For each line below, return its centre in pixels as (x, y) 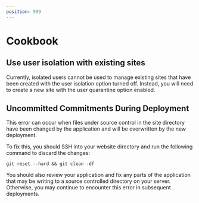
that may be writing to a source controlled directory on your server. (88, 181)
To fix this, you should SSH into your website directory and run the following (99, 147)
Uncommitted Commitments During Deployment (98, 108)
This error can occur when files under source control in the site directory (95, 123)
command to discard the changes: (48, 153)
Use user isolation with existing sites (76, 63)
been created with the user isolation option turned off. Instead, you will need (100, 83)
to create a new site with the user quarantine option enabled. (81, 90)
